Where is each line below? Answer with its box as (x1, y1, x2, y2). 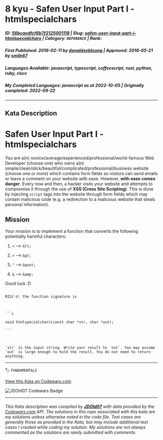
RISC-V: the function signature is (5, 294, 77, 299)
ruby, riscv (5, 70, 28, 76)
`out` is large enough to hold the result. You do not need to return (5, 350, 151, 354)
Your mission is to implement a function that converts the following (5, 229, 138, 234)
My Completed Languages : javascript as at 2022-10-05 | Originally (5, 82, 145, 88)
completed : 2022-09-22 (5, 88, 56, 93)
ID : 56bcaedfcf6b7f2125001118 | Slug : (5, 30, 84, 36)
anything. (5, 354, 25, 359)
